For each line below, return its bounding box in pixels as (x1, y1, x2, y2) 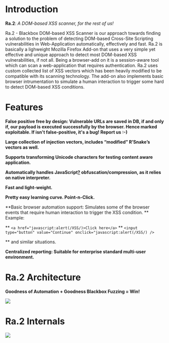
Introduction (5, 4, 59, 15)
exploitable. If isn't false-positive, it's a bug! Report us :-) (5, 129, 128, 135)
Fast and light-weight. (5, 184, 53, 190)
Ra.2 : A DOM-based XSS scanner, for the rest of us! (5, 20, 114, 26)
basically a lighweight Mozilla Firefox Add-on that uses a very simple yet (5, 46, 155, 52)
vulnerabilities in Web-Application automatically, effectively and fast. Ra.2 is (5, 40, 163, 47)
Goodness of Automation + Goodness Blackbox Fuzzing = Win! (5, 288, 140, 294)
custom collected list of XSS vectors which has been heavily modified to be (5, 67, 162, 74)
